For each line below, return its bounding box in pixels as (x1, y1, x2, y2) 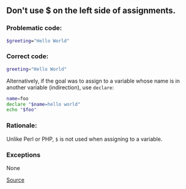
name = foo (6, 95, 29, 102)
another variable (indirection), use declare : (6, 83, 114, 91)
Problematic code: (6, 24, 62, 32)
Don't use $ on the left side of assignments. (6, 6, 176, 16)
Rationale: (6, 121, 37, 130)
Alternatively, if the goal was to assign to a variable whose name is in (6, 77, 180, 84)
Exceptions (6, 150, 41, 159)
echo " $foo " (6, 107, 37, 113)
